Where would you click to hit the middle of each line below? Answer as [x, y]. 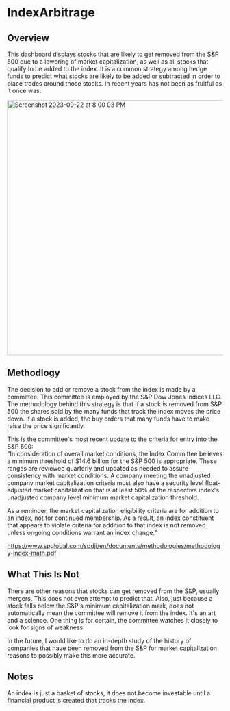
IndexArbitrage [51, 13]
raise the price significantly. [46, 425]
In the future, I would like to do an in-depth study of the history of [99, 640]
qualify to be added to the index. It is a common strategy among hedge [107, 69]
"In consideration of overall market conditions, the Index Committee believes [115, 453]
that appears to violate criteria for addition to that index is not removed [107, 525]
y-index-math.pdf [32, 553]
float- [213, 483]
